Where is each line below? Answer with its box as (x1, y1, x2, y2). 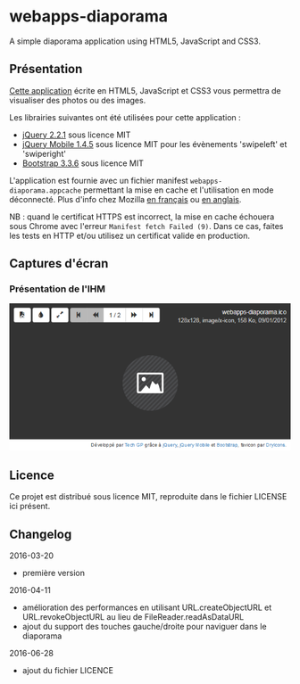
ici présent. (9, 501, 51, 512)
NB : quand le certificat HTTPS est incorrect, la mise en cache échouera (9, 211, 275, 222)
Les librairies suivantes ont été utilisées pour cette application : (9, 111, 241, 122)
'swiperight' (21, 148, 67, 159)
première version (21, 568, 85, 579)
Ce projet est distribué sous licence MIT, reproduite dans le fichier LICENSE (9, 491, 287, 502)
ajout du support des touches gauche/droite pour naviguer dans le (21, 622, 267, 632)
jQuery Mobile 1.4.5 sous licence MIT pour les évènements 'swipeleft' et (21, 138, 287, 149)
